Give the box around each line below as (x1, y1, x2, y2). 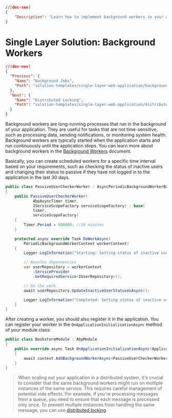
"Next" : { (10, 93, 31, 98)
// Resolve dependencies (24, 260, 77, 265)
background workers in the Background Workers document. (5, 148, 132, 155)
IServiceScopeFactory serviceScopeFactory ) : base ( (32, 203, 145, 208)
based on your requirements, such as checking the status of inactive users (5, 164, 163, 170)
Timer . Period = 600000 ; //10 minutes (24, 223, 104, 228)
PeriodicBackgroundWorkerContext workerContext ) (24, 241, 130, 246)
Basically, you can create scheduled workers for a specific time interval (5, 158, 156, 164)
